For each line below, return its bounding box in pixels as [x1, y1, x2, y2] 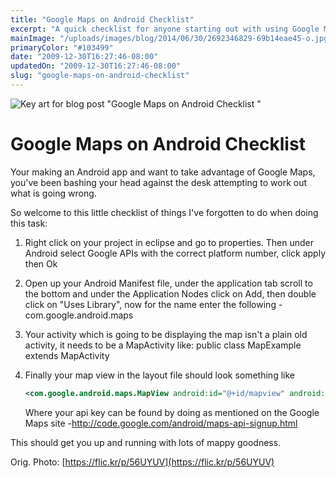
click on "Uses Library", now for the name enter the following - [24, 298, 283, 310]
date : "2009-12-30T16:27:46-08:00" [10, 52, 159, 62]
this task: [10, 217, 48, 229]
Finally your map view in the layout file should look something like [24, 369, 295, 381]
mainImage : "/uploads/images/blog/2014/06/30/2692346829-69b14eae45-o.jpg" [10, 33, 333, 43]
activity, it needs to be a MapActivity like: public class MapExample [24, 339, 302, 351]
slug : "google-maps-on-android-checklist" [10, 71, 190, 81]
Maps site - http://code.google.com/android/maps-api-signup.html [24, 417, 298, 429]
